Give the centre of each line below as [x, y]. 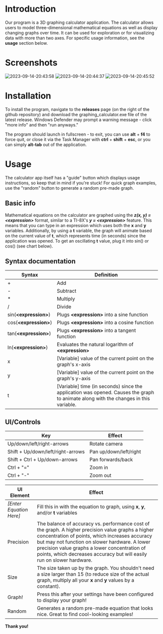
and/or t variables [57, 513]
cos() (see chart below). [29, 246]
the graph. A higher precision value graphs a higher [96, 530]
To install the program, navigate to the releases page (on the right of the [77, 109]
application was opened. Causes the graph [105, 392]
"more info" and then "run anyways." [42, 124]
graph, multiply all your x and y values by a [86, 581]
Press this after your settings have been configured [95, 594]
